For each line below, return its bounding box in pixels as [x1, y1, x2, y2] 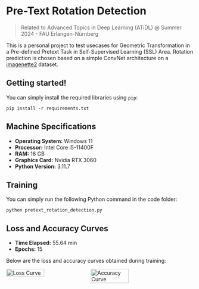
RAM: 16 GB [14, 150, 45, 157]
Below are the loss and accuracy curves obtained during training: [6, 257, 166, 265]
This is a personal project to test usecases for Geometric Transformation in [6, 42, 191, 49]
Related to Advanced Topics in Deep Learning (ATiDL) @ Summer [20, 24, 182, 31]
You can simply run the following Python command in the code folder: [6, 195, 178, 203]
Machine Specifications [6, 122, 97, 132]
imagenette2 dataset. [6, 61, 58, 68]
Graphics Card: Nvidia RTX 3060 [14, 156, 97, 163]
